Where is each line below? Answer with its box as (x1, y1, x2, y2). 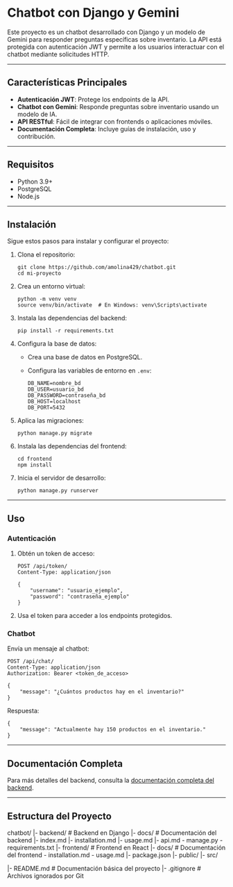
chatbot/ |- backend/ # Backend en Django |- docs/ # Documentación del (7, 829, 217, 837)
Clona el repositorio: (17, 250, 76, 259)
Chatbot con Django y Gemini (7, 5, 180, 21)
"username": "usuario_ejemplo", (30, 587, 123, 594)
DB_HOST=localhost (27, 398, 81, 405)
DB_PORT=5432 (27, 405, 66, 412)
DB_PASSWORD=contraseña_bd (27, 392, 106, 399)
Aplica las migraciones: (17, 416, 85, 425)
